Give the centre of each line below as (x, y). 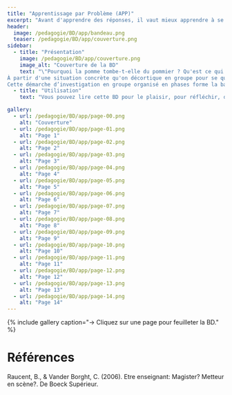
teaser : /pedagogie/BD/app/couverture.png (75, 39)
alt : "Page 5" (40, 187)
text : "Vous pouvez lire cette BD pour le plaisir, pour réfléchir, (120, 98)
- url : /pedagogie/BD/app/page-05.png (69, 181)
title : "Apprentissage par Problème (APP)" (71, 13)
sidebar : (20, 46)
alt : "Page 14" (41, 303)
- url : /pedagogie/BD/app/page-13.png (69, 283)
